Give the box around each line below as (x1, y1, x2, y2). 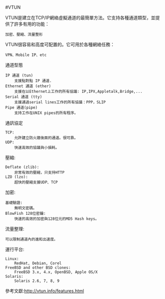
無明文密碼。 (14, 206, 37, 211)
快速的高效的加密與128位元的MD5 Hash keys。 (14, 216, 99, 221)
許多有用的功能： (14, 21, 49, 27)
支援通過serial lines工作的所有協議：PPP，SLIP (14, 100, 106, 105)
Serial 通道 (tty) (5, 94, 42, 99)
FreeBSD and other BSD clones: (5, 265, 71, 270)
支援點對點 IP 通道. (14, 78, 52, 83)
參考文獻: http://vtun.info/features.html (5, 288, 85, 294)
